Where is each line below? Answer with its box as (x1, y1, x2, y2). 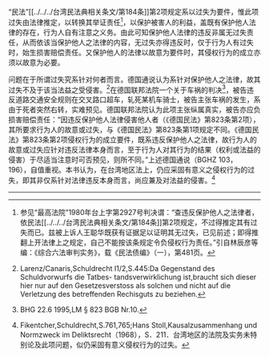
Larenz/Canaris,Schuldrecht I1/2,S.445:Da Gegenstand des (19, 263, 215, 273)
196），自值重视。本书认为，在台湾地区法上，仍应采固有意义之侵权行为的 (8, 165, 248, 175)
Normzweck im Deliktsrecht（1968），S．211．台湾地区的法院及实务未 (19, 330, 251, 339)
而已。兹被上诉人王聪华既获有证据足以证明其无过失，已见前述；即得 (26, 227, 252, 237)
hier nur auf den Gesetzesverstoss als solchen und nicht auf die (19, 280, 231, 290)
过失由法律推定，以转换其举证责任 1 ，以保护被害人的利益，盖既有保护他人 (8, 16, 250, 26)
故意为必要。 (22, 57, 65, 67)
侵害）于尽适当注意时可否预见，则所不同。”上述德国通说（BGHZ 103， (8, 155, 238, 164)
